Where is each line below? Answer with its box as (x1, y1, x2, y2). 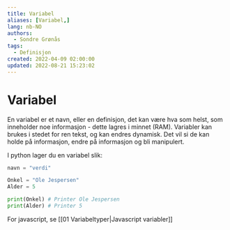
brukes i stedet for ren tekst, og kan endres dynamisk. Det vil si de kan (7, 130, 210, 138)
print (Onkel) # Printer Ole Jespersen (7, 196, 120, 203)
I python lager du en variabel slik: (7, 151, 103, 159)
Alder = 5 (7, 183, 36, 190)
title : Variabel (7, 10, 54, 17)
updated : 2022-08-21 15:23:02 (7, 62, 95, 69)
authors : (7, 29, 33, 37)
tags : (7, 43, 23, 49)
